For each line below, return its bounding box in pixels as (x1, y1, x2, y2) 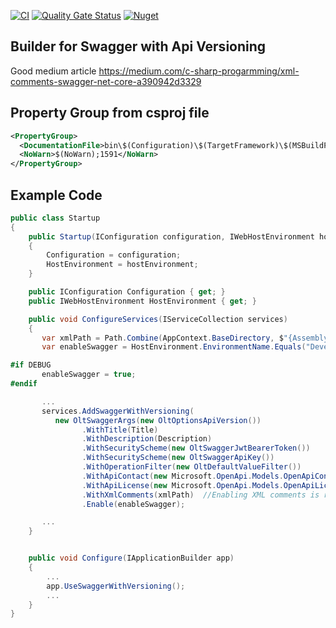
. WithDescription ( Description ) (81, 434, 213, 444)
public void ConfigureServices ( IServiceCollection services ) (28, 314, 288, 324)
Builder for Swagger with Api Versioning (10, 38, 267, 55)
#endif (10, 379, 38, 389)
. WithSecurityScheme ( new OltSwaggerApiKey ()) (81, 453, 275, 463)
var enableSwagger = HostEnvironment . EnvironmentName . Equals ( (41, 342, 307, 352)
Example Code (10, 186, 103, 204)
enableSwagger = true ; (41, 370, 137, 380)
